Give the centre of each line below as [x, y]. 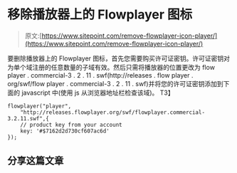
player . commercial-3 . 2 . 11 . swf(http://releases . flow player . [100, 75]
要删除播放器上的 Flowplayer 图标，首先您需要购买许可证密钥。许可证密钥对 [118, 58]
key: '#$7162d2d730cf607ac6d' [65, 131]
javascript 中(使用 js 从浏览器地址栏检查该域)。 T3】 [98, 93]
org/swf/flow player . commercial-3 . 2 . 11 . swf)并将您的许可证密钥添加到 [115, 83]
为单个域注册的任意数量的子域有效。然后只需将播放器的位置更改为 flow [111, 67]
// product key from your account [71, 125]
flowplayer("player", [39, 106]
